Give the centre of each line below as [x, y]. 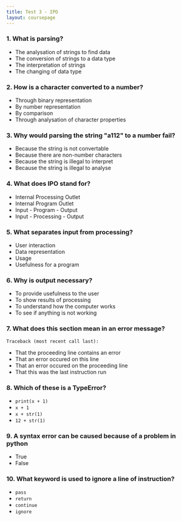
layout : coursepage [31, 18]
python [17, 443]
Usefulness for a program [47, 264]
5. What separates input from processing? [70, 232]
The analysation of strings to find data [62, 52]
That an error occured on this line [57, 359]
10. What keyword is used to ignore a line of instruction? [90, 479]
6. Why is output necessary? [49, 280]
